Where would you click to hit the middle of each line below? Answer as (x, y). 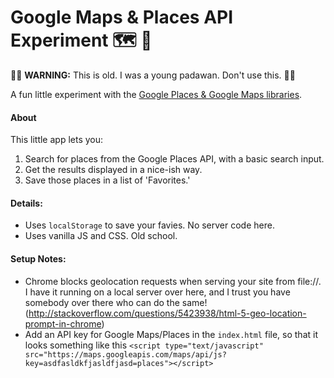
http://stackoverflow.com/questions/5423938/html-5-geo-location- (167, 313)
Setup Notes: (38, 258)
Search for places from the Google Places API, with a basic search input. (174, 159)
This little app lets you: (57, 140)
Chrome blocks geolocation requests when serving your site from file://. (173, 281)
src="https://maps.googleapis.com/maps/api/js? (125, 354)
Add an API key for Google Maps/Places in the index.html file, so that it (171, 334)
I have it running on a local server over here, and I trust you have (157, 292)
